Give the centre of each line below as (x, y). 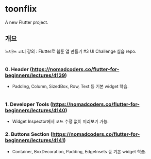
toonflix (21, 9)
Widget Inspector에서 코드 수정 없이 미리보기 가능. (60, 121)
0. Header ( (19, 69)
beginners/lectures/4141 (34, 140)
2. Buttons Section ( (29, 134)
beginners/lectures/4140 (35, 110)
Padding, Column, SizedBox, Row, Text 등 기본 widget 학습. (70, 87)
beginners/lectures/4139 (35, 75)
